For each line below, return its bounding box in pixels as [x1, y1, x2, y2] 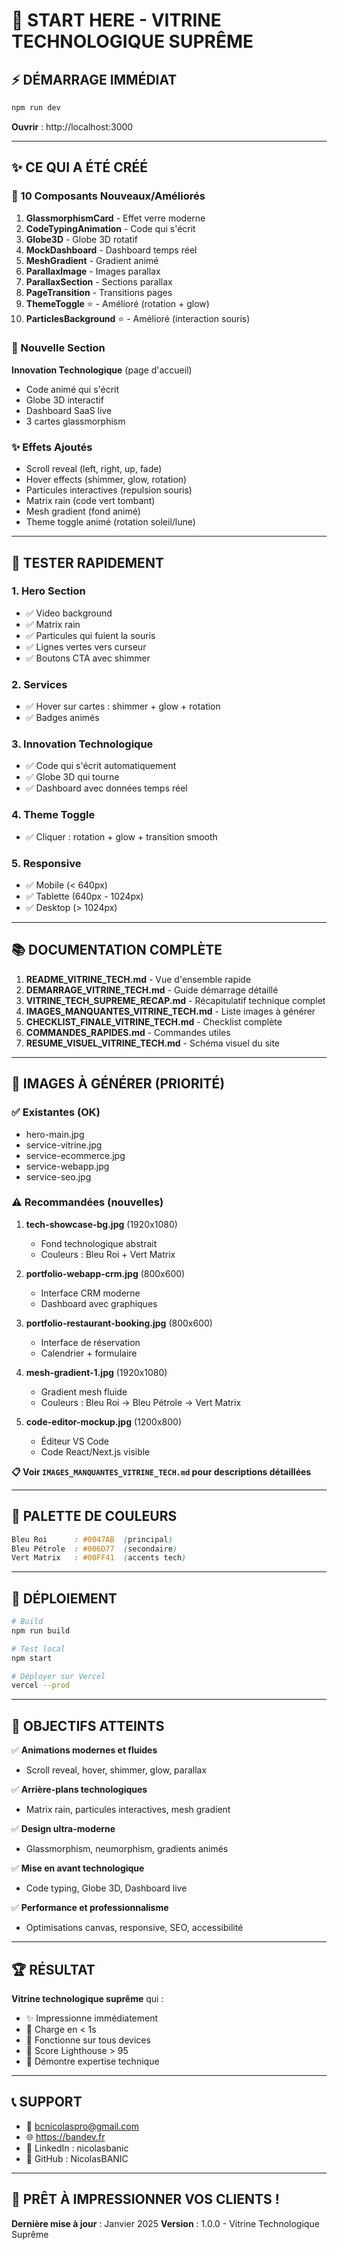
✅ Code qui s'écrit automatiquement [25, 760, 177, 772]
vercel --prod [11, 1680, 71, 1691]
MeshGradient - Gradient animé [25, 254, 159, 266]
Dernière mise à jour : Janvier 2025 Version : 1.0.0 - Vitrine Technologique [11, 2217, 320, 2229]
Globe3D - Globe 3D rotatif [25, 233, 138, 245]
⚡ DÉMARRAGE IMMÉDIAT [11, 71, 178, 88]
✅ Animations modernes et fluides [11, 1744, 158, 1756]
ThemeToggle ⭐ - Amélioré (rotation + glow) [25, 297, 210, 309]
